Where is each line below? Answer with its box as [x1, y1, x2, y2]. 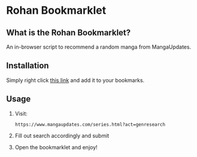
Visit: [14, 110, 28, 117]
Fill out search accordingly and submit [14, 132, 110, 139]
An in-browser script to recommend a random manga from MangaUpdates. [6, 43, 192, 50]
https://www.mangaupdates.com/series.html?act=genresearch [14, 121, 166, 128]
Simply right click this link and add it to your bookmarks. [6, 76, 145, 84]
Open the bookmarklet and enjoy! [14, 143, 98, 150]
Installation [6, 61, 49, 71]
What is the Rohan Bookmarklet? [6, 28, 131, 38]
